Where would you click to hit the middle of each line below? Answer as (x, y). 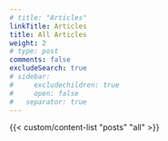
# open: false (44, 93)
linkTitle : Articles (49, 26)
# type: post (34, 52)
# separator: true (49, 102)
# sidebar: (30, 77)
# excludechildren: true (64, 85)
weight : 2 (28, 43)
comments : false (40, 60)
